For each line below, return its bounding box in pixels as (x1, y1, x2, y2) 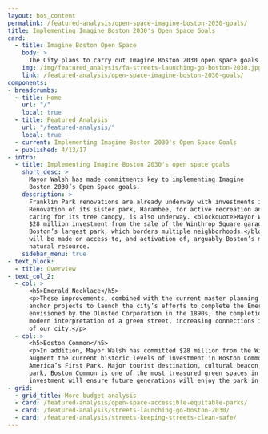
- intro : (7, 153, 37, 161)
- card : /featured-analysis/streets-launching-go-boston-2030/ (14, 406, 230, 415)
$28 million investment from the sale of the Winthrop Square (28, 220, 241, 228)
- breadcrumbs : (7, 86, 58, 94)
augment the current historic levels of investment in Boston (28, 354, 241, 363)
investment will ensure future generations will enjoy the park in (28, 376, 259, 384)
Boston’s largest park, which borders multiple (28, 227, 191, 236)
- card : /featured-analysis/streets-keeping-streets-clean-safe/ (14, 414, 238, 422)
